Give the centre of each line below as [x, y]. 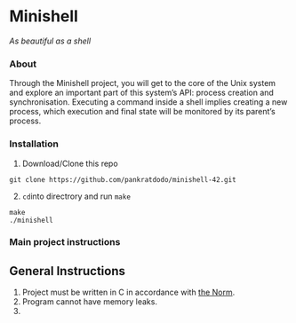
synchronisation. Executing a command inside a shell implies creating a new [148, 102]
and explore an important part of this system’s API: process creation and [141, 93]
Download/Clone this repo [70, 163]
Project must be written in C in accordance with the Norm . [128, 292]
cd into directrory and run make [76, 196]
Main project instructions [65, 242]
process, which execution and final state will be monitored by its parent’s [142, 112]
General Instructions [68, 271]
